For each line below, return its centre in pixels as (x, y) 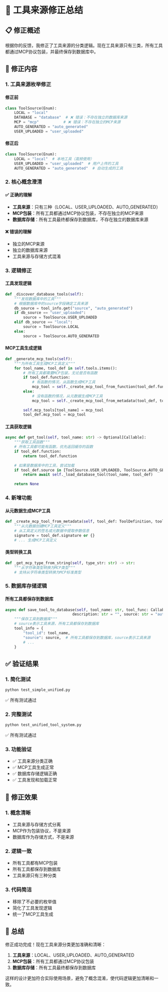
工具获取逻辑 (18, 426)
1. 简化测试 (18, 679)
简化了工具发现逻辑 (32, 907)
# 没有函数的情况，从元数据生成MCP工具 (67, 396)
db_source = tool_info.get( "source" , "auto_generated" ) (74, 308)
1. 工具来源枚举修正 (28, 84)
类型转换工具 (18, 552)
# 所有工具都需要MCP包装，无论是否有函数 (60, 373)
